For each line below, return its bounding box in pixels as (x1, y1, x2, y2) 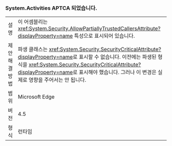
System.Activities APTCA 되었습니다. (5, 4, 97, 11)
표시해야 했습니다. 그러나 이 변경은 (78, 69, 157, 76)
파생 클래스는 (17, 46, 48, 53)
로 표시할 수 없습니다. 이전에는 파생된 (72, 54, 157, 61)
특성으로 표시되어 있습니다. (74, 32, 135, 39)
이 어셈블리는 (17, 18, 48, 26)
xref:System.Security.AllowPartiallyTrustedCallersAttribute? (17, 25, 161, 32)
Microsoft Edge (17, 93, 55, 101)
